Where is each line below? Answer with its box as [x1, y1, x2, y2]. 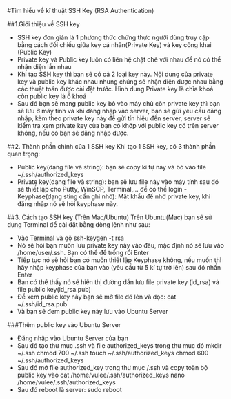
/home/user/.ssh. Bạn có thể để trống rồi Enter [17, 249, 150, 257]
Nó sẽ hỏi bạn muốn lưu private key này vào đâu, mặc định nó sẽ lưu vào [17, 241, 224, 249]
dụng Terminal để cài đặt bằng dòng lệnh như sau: [7, 221, 150, 228]
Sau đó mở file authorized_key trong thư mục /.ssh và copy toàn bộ [17, 364, 208, 371]
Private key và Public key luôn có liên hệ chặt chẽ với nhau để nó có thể [17, 55, 221, 64]
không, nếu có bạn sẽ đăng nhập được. [17, 129, 129, 137]
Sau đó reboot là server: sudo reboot [17, 386, 122, 393]
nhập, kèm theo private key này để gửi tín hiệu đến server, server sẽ [17, 114, 211, 122]
